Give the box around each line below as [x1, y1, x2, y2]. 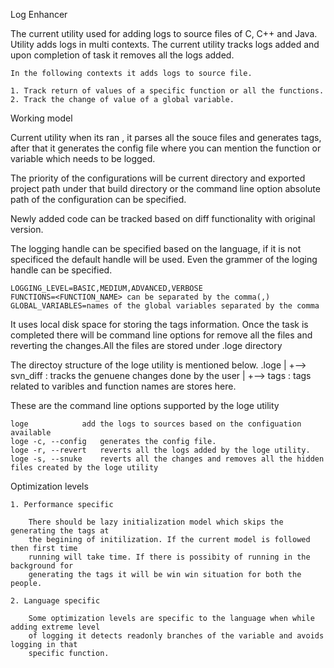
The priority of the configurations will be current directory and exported [10, 172, 306, 184]
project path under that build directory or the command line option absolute [10, 183, 321, 194]
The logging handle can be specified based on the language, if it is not [10, 243, 302, 254]
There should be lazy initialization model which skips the [28, 517, 284, 527]
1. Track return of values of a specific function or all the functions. [10, 86, 325, 96]
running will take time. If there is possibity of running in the [28, 552, 311, 562]
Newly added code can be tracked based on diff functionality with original [10, 213, 316, 224]
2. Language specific [10, 596, 101, 606]
